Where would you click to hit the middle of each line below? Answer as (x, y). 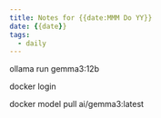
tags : (20, 34)
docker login (33, 86)
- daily (32, 43)
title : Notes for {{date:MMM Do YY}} (81, 18)
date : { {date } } (38, 26)
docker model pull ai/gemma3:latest (76, 104)
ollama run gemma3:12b (55, 69)
